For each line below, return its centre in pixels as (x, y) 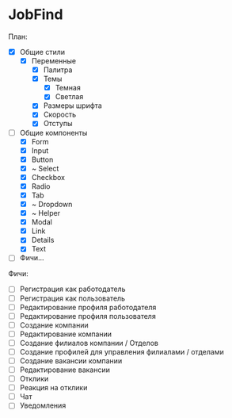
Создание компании (54, 325)
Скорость (60, 115)
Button (42, 159)
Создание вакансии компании (71, 360)
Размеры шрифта (73, 105)
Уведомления (43, 405)
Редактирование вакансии (65, 370)
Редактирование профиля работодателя (88, 307)
